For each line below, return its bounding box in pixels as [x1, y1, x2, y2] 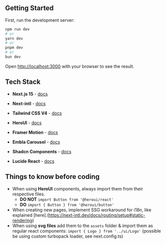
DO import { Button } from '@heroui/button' [19, 201, 114, 207]
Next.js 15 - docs [12, 91, 48, 97]
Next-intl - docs [12, 100, 46, 106]
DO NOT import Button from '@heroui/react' [19, 196, 114, 202]
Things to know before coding [5, 173, 100, 181]
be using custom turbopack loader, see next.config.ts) [12, 233, 123, 239]
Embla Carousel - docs [12, 139, 60, 145]
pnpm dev [5, 45, 23, 50]
